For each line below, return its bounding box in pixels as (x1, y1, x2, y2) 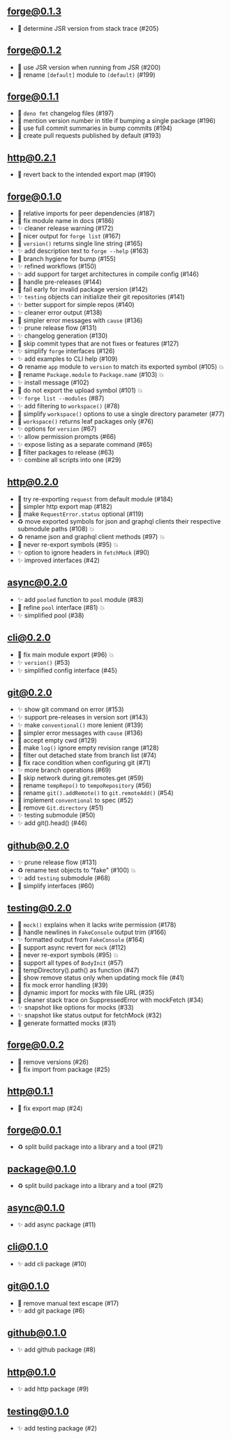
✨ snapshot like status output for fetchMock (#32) (17, 1010, 162, 1019)
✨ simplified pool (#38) (17, 611, 84, 620)
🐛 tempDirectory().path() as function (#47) (17, 966, 140, 974)
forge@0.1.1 (7, 91, 59, 103)
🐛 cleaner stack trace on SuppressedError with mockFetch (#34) (17, 996, 204, 1004)
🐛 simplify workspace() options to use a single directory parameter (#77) (17, 410, 225, 418)
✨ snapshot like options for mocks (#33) (17, 1003, 134, 1011)
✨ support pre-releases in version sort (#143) (17, 713, 149, 722)
